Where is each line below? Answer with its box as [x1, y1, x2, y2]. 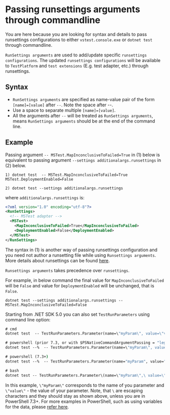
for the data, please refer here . [5, 403, 69, 410]
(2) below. [5, 162, 26, 168]
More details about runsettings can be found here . [5, 257, 110, 263]
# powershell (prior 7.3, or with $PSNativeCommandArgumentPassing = [5, 340, 155, 345]
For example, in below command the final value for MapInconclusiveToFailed [5, 277, 164, 283]
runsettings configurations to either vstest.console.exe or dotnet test [5, 37, 153, 43]
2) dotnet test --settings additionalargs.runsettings [5, 186, 123, 191]
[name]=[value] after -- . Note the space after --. [12, 102, 113, 108]
